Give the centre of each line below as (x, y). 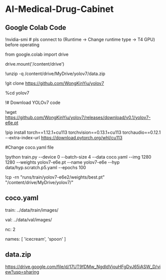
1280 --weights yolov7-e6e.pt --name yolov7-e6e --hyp (62, 162)
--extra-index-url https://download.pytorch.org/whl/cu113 (64, 138)
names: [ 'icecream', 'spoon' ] (35, 239)
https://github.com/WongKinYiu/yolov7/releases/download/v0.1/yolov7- (78, 117)
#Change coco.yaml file (29, 147)
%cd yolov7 (17, 93)
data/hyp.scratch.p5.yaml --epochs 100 (46, 167)
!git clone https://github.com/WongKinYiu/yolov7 (55, 83)
